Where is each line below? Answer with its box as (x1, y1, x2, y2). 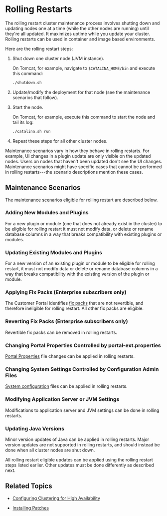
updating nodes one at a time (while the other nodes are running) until (5, 25, 149, 31)
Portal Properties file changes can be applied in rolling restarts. (5, 353, 135, 359)
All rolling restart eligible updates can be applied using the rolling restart (5, 456, 153, 462)
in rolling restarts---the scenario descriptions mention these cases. (5, 169, 143, 175)
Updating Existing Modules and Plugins (5, 249, 102, 256)
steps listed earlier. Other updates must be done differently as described (5, 462, 155, 468)
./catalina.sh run (12, 129, 51, 134)
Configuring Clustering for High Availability (12, 495, 101, 501)
